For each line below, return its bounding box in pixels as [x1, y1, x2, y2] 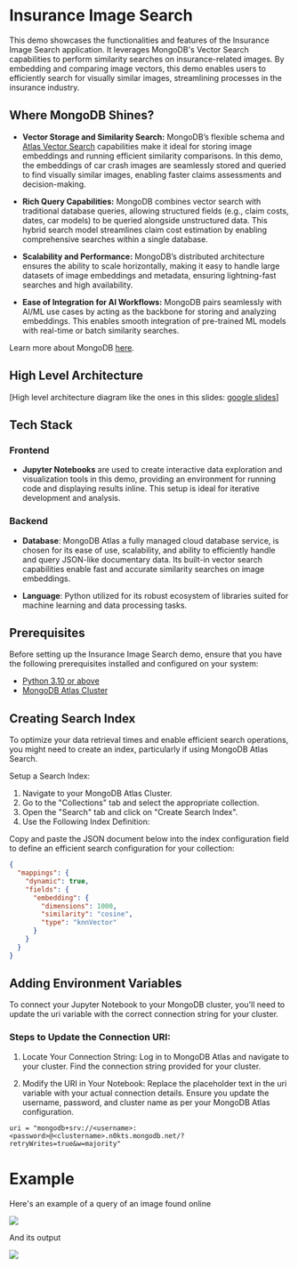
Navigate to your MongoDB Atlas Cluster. [21, 788, 173, 799]
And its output [9, 1232, 61, 1242]
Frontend [9, 444, 50, 456]
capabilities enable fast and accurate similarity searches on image [21, 563, 265, 574]
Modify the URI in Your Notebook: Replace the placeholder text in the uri [21, 1078, 287, 1088]
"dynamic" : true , [25, 876, 90, 885]
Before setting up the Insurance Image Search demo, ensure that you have [9, 649, 283, 659]
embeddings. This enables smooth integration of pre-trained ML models [21, 315, 286, 326]
